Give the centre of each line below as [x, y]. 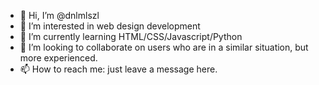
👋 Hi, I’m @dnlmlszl [59, 15]
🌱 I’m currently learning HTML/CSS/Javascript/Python [131, 36]
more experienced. [58, 58]
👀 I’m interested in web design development [110, 26]
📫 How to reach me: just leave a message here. [118, 69]
